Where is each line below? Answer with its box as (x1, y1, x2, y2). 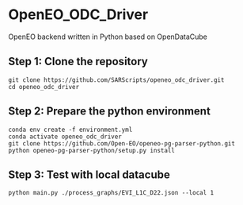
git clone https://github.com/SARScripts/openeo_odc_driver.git (8, 75, 225, 84)
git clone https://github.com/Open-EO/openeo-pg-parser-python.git (8, 139, 236, 148)
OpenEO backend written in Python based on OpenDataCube (8, 32, 208, 41)
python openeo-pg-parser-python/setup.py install (8, 146, 176, 154)
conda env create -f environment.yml (8, 126, 133, 133)
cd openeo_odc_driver (8, 83, 80, 91)
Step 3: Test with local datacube (8, 168, 170, 181)
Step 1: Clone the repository (8, 55, 148, 68)
